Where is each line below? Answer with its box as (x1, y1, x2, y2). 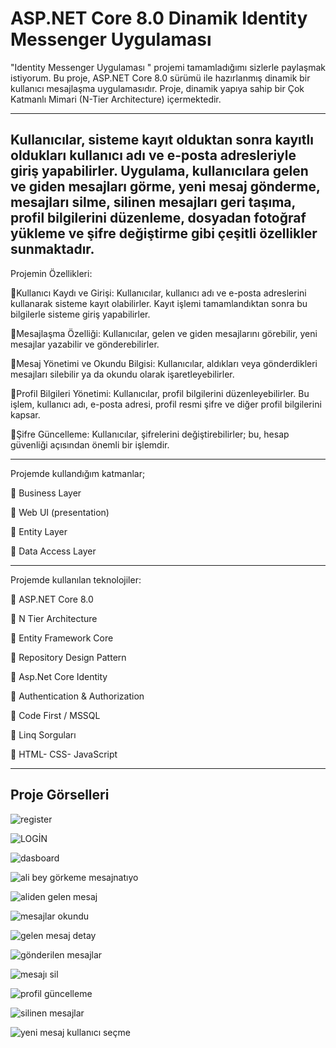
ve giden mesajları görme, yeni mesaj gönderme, (10, 178, 321, 196)
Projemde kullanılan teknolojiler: (10, 573, 142, 586)
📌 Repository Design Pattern (10, 651, 127, 663)
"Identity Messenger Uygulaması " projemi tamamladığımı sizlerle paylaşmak (10, 61, 326, 73)
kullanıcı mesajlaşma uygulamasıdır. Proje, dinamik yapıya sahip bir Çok (10, 82, 305, 94)
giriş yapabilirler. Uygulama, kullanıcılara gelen (10, 163, 309, 180)
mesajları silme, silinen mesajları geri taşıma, (10, 194, 296, 211)
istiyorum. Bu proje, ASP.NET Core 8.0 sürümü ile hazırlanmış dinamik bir (10, 72, 311, 84)
